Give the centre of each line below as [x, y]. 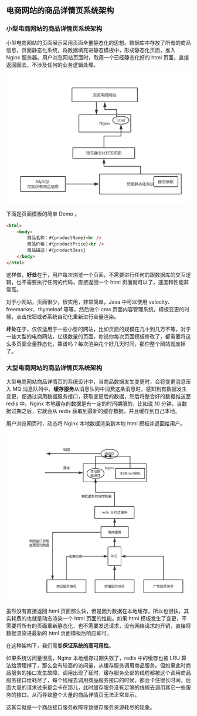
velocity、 [161, 302]
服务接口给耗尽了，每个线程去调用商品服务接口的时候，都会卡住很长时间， [96, 680]
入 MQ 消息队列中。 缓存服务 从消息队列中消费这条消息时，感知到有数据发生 [97, 389]
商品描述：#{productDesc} [57, 251]
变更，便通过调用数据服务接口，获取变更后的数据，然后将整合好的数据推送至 [98, 396]
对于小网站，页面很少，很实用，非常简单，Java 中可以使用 [77, 302]
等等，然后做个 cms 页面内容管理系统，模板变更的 [124, 309]
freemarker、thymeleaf [34, 309]
